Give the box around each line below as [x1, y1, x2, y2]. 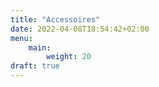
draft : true [10, 61, 60, 71]
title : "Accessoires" [10, 14, 101, 25]
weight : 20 [46, 52, 92, 62]
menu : [10, 33, 33, 43]
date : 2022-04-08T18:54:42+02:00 [10, 24, 150, 34]
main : [28, 42, 52, 53]
